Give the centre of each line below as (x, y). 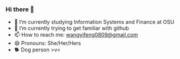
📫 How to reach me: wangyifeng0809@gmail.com (76, 35)
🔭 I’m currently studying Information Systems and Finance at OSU (94, 22)
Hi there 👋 (20, 9)
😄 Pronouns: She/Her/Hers (47, 43)
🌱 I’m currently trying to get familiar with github (72, 28)
